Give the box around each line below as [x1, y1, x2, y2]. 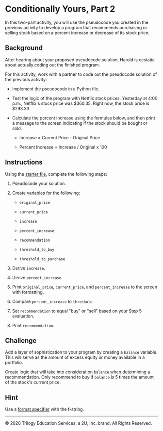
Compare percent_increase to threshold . [12, 298, 94, 304]
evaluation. [12, 313, 34, 319]
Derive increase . [12, 265, 45, 271]
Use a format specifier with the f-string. [5, 406, 84, 412]
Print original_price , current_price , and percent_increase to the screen [12, 284, 158, 290]
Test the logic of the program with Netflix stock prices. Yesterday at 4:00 [12, 95, 158, 101]
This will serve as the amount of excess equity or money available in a [5, 354, 145, 360]
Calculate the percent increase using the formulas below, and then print [12, 115, 155, 121]
